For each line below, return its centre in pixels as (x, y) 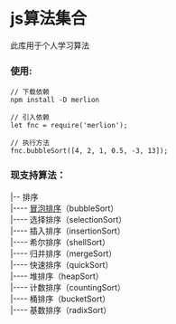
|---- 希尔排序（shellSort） (60, 242)
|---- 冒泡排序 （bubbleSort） (65, 208)
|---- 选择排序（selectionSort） (69, 219)
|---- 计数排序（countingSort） (68, 287)
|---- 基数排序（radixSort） (61, 310)
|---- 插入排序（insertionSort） (68, 231)
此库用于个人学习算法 (50, 45)
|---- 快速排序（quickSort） (62, 264)
